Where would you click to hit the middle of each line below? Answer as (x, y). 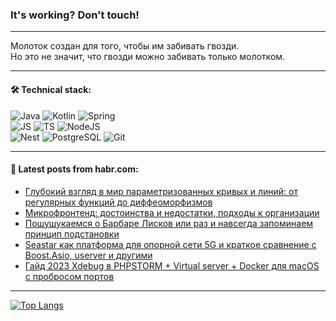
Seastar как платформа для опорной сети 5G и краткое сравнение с (170, 244)
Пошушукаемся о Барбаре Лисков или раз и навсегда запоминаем (169, 223)
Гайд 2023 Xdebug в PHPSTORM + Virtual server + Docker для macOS (172, 265)
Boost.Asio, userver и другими (88, 255)
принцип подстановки (72, 234)
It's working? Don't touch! (75, 15)
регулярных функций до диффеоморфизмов (118, 202)
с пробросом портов (69, 276)
